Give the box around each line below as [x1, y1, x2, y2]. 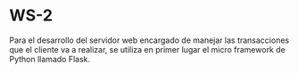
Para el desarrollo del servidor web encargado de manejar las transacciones [9, 35, 290, 45]
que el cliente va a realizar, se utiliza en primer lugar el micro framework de [9, 44, 286, 54]
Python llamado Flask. [9, 53, 91, 64]
